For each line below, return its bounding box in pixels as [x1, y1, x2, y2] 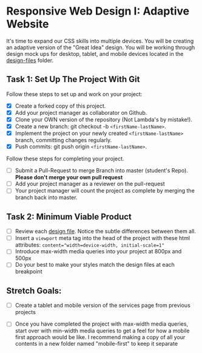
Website [6, 17, 49, 31]
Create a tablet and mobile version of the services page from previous [15, 302, 191, 309]
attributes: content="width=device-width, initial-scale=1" [15, 241, 165, 248]
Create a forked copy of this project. [15, 102, 106, 109]
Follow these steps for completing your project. [6, 155, 124, 162]
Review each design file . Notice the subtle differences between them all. [15, 228, 196, 235]
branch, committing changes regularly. [15, 137, 112, 144]
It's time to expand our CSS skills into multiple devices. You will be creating [6, 37, 194, 44]
